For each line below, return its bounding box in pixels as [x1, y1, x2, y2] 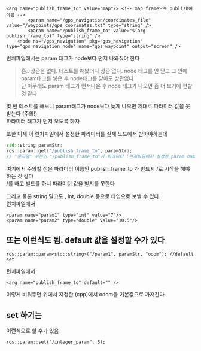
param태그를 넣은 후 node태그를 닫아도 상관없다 [20, 75, 134, 82]
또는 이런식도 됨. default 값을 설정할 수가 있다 [6, 235, 165, 246]
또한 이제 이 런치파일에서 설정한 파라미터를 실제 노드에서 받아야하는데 [6, 131, 167, 137]
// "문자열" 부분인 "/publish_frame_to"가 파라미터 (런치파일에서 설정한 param [6, 153, 185, 159]
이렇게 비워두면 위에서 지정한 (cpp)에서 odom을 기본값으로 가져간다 [6, 291, 165, 298]
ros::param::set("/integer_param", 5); [6, 339, 106, 346]
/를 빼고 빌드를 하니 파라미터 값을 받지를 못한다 [6, 180, 115, 187]
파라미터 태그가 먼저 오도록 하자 [6, 117, 80, 125]
